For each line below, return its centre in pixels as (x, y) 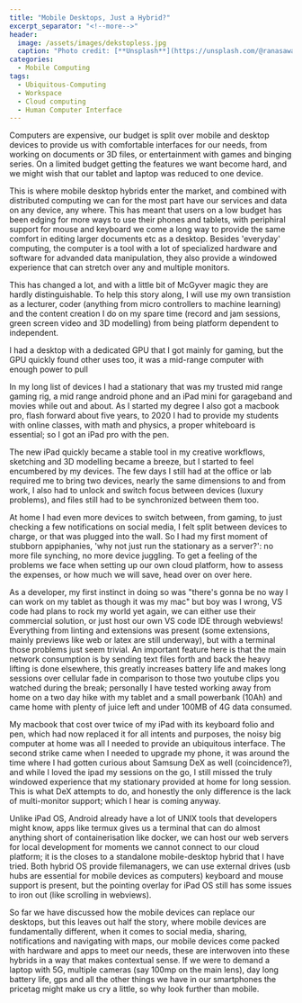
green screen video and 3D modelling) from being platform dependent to (144, 323)
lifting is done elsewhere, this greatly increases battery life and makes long (148, 669)
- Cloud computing (52, 101)
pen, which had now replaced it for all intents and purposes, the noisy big (145, 734)
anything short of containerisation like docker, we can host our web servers (149, 837)
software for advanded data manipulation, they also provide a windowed (143, 258)
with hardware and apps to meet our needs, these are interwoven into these (150, 951)
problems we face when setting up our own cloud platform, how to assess (147, 565)
